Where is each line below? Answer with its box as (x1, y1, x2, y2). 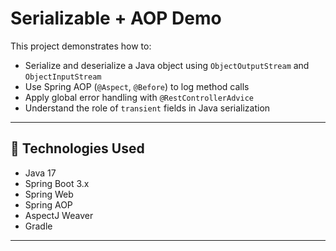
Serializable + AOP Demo (10, 7, 222, 30)
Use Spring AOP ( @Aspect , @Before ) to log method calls (24, 80, 250, 92)
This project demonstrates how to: (10, 40, 152, 52)
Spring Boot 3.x (24, 177, 90, 189)
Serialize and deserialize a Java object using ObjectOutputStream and (24, 59, 310, 71)
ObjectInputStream (24, 72, 102, 82)
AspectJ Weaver (24, 209, 94, 221)
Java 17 (24, 167, 57, 179)
